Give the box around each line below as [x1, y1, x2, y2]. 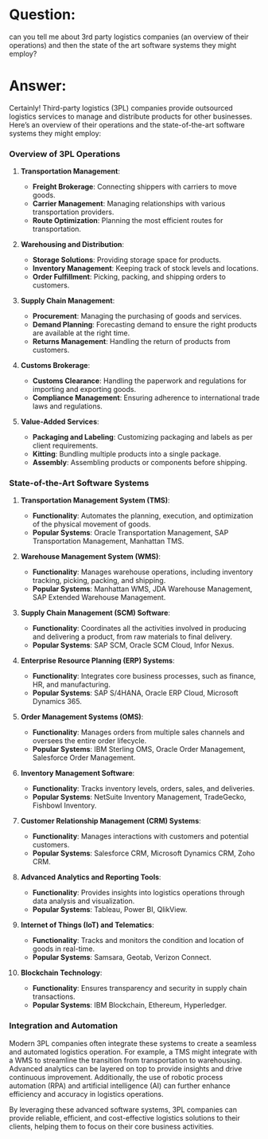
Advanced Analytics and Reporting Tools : [20, 872, 161, 882]
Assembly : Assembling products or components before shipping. [32, 458, 247, 468]
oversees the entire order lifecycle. [32, 736, 147, 746]
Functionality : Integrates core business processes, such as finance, [32, 671, 257, 681]
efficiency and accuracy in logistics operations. [9, 1089, 164, 1098]
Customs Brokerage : [20, 361, 91, 370]
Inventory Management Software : [20, 769, 135, 778]
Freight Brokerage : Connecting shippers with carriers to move [32, 182, 237, 192]
